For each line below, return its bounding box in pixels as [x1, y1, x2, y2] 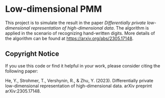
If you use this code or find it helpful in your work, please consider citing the [5, 63, 161, 68]
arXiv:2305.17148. [5, 88, 41, 94]
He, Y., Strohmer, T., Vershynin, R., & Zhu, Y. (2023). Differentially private [5, 77, 154, 83]
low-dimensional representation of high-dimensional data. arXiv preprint [5, 83, 152, 89]
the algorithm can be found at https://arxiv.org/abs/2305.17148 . [5, 35, 134, 41]
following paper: [5, 68, 39, 74]
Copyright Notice [5, 50, 59, 58]
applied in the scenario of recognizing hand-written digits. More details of [5, 30, 156, 36]
